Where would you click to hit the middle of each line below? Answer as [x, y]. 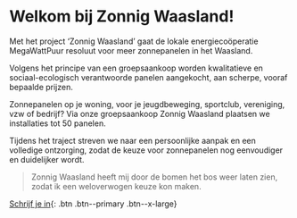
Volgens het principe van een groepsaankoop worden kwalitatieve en [136, 68]
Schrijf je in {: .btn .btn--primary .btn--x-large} [93, 204]
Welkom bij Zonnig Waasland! [122, 17]
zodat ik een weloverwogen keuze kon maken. [116, 186]
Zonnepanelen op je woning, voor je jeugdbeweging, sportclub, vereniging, [147, 104]
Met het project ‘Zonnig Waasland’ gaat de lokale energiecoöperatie [134, 41]
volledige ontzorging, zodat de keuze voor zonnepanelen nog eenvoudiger [146, 150]
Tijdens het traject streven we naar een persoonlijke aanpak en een [133, 140]
